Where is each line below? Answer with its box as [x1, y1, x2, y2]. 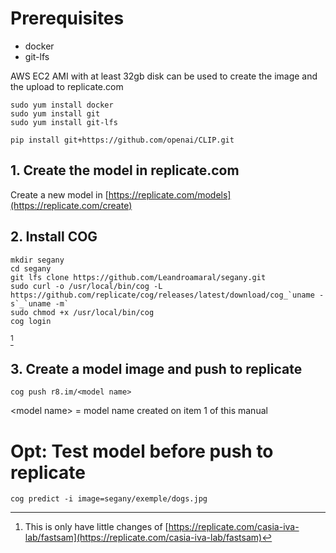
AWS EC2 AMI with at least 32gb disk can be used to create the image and [10, 70, 318, 82]
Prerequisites [10, 7, 125, 30]
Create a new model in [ [10, 188, 109, 201]
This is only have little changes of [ [24, 521, 169, 533]
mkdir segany [10, 255, 65, 265]
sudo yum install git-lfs [10, 117, 118, 127]
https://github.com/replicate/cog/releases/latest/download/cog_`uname [10, 290, 315, 300]
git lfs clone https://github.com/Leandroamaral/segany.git [10, 272, 267, 282]
